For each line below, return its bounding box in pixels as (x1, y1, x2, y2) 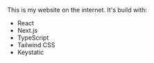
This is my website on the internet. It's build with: (7, 6, 148, 14)
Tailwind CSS (17, 41, 55, 49)
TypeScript (17, 34, 49, 42)
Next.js (17, 27, 38, 34)
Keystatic (17, 48, 44, 56)
